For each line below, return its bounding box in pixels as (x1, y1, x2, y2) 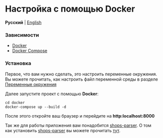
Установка (5, 60, 32, 67)
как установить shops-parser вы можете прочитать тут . (5, 127, 121, 133)
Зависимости (5, 32, 39, 38)
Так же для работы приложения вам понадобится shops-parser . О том (5, 122, 152, 128)
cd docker (5, 100, 25, 105)
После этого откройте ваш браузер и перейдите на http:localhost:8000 (5, 113, 155, 119)
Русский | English (5, 19, 42, 25)
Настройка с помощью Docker (5, 3, 135, 15)
